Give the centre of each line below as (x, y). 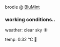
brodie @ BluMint (22, 7)
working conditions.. (30, 19)
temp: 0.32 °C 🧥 (21, 39)
